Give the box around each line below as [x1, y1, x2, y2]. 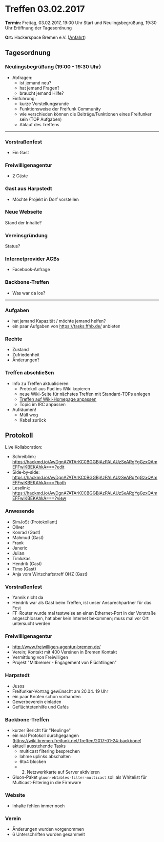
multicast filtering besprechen [19, 748, 80, 754]
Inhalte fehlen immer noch [12, 803, 65, 809]
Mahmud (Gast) [12, 534, 44, 541]
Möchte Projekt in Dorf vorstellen [12, 196, 79, 202]
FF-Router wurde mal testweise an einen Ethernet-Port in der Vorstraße [12, 610, 156, 616]
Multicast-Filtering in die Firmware [12, 779, 82, 785]
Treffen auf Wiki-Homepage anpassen [19, 396, 97, 402]
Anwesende [5, 508, 34, 515]
